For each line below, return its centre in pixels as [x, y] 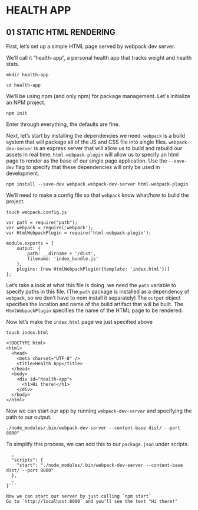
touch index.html [27, 333]
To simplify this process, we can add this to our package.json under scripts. [98, 444]
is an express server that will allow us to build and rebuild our [108, 148]
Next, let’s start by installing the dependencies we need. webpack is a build [96, 136]
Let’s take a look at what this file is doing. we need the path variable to [91, 285]
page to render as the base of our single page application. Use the [87, 161]
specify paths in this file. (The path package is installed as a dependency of [98, 291]
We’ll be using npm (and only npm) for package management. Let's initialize [98, 96]
